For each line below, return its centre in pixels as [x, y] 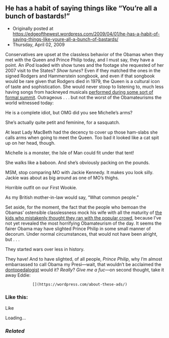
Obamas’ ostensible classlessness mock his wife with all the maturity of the [84, 213]
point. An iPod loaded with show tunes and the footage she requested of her [84, 65]
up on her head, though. [30, 143]
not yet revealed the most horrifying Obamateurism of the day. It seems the [83, 223]
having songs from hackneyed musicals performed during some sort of [79, 92]
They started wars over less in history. [45, 249]
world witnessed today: [30, 103]
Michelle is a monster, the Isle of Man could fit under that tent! [70, 153]
